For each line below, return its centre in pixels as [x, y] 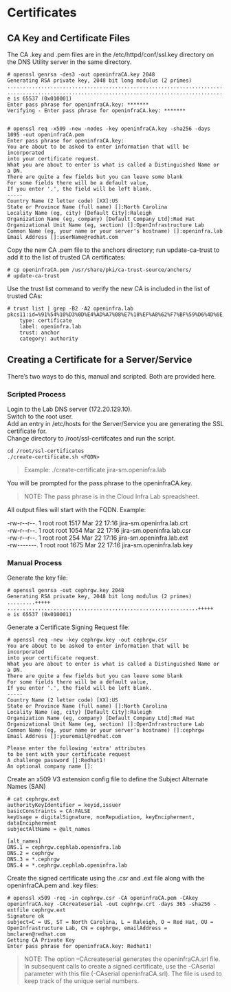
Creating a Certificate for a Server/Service [100, 360]
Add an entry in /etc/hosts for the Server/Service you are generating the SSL [115, 424]
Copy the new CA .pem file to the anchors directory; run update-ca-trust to [113, 250]
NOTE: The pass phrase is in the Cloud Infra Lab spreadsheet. [112, 496]
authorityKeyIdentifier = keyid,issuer [64, 805]
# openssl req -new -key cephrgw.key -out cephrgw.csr [87, 640]
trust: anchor [40, 333]
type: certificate [46, 321]
